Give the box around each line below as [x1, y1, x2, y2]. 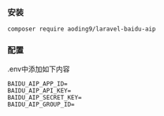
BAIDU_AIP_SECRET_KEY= [7, 93, 82, 101]
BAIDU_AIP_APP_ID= [7, 80, 68, 88]
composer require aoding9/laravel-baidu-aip [7, 25, 156, 33]
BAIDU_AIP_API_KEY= [7, 86, 72, 95]
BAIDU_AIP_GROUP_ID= [7, 100, 76, 108]
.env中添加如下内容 [7, 64, 70, 74]
